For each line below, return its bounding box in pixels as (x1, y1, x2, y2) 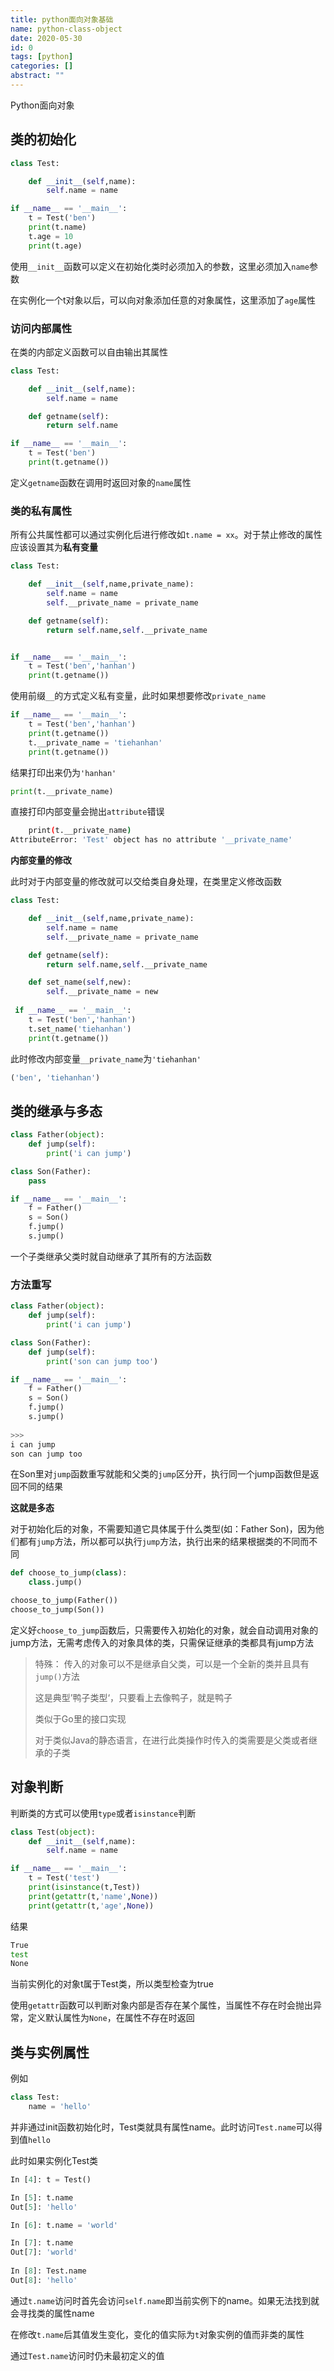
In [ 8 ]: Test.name (10, 2266, 87, 2276)
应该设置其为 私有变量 (10, 541, 98, 553)
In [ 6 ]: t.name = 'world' (10, 2220, 118, 2230)
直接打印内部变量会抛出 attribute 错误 (10, 806, 165, 818)
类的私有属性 (10, 504, 73, 518)
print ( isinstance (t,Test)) (28, 1882, 141, 1893)
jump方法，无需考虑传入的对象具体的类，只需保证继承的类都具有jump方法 (10, 1636, 315, 1648)
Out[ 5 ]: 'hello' (10, 2202, 78, 2212)
